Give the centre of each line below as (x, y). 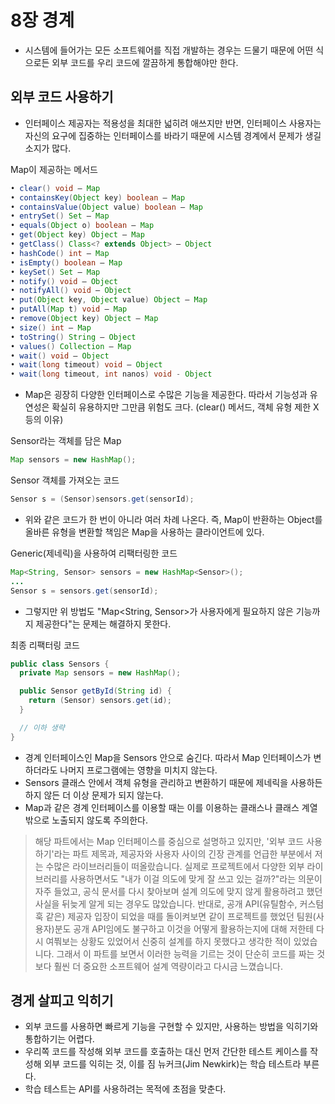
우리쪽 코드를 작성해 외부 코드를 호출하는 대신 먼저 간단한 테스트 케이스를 (166, 1052)
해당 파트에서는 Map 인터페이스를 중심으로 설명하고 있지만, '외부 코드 (169, 841)
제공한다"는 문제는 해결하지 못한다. (103, 623)
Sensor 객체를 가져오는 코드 (65, 480)
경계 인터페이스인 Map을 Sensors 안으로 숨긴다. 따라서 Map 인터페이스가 (168, 757)
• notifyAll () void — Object (71, 291)
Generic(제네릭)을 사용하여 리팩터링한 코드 (94, 553)
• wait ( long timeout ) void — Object (86, 365)
